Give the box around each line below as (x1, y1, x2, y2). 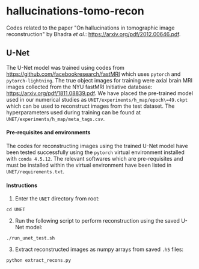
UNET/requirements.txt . (6, 167, 65, 175)
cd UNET (6, 206, 26, 213)
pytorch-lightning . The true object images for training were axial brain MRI (6, 76, 193, 84)
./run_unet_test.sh (6, 235, 55, 241)
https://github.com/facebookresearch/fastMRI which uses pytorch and (6, 70, 181, 78)
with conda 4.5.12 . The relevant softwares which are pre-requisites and (6, 155, 183, 162)
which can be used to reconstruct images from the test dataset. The (6, 102, 175, 110)
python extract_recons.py (6, 258, 71, 264)
